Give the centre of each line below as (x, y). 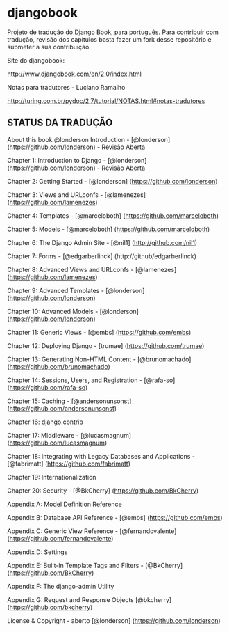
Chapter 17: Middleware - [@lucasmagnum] (69, 435)
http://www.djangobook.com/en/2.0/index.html (75, 74)
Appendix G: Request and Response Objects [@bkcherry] (90, 599)
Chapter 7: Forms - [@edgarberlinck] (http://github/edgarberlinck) (102, 256)
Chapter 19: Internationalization (52, 477)
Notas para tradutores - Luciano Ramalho (66, 87)
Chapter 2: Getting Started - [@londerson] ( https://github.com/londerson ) (112, 181)
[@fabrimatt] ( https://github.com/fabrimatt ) (69, 464)
